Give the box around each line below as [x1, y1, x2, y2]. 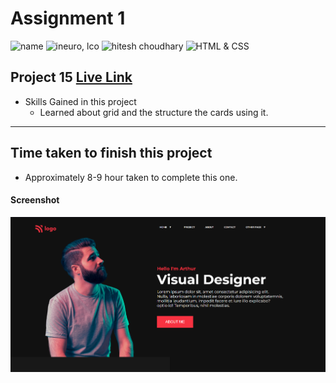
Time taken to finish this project [10, 145, 213, 162]
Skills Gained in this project [24, 95, 137, 107]
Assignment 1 [10, 7, 126, 30]
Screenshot [10, 194, 60, 206]
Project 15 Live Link [10, 69, 133, 86]
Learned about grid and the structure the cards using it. [39, 106, 269, 118]
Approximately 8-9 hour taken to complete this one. [24, 171, 238, 183]
